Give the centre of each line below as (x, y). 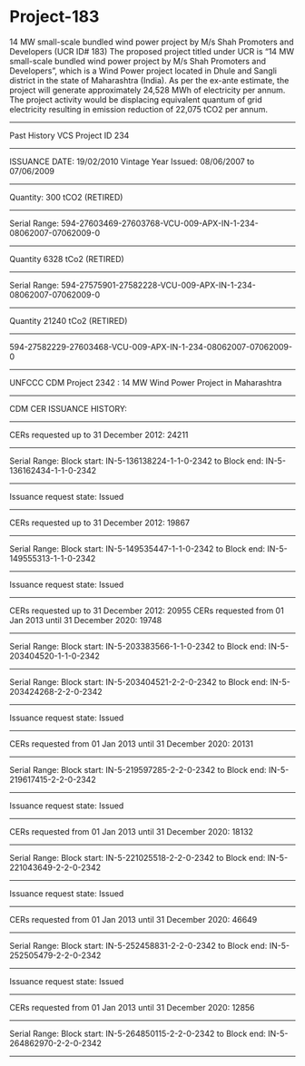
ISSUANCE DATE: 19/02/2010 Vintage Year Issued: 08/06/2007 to (132, 161)
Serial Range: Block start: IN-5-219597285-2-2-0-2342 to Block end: (138, 769)
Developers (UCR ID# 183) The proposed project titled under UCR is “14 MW (152, 51)
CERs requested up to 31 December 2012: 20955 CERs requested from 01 (147, 611)
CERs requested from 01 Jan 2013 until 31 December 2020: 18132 (132, 831)
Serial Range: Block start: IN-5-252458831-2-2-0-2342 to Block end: (138, 945)
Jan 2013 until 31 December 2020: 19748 (86, 620)
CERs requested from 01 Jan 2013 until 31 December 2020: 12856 (133, 1007)
